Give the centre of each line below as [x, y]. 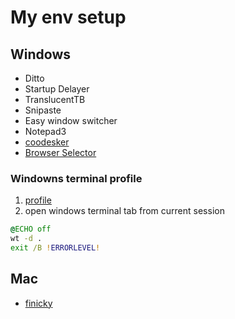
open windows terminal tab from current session [124, 211]
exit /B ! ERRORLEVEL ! [55, 248]
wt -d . [26, 239]
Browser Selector [60, 152]
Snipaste [43, 110]
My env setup [68, 17]
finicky [38, 303]
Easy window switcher [71, 120]
